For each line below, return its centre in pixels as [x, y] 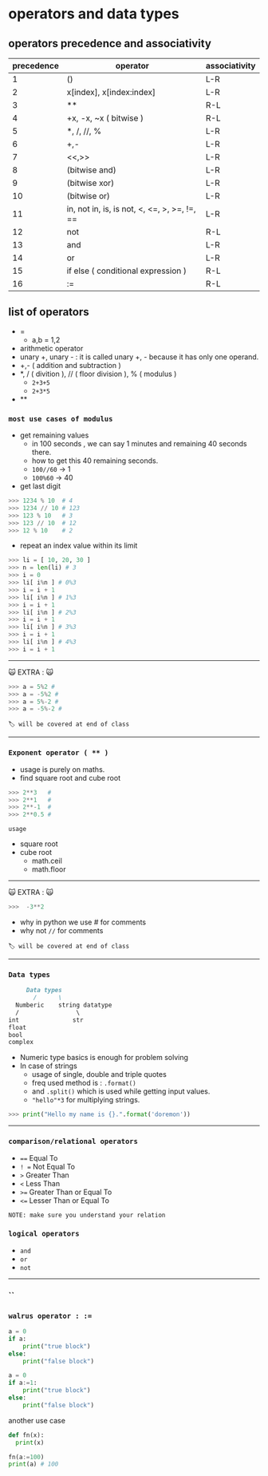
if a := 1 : [23, 1383]
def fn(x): [26, 1435]
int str [46, 1020]
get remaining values [54, 435]
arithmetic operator [51, 348]
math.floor [49, 869]
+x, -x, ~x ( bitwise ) [105, 118]
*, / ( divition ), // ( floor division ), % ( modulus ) [98, 374]
